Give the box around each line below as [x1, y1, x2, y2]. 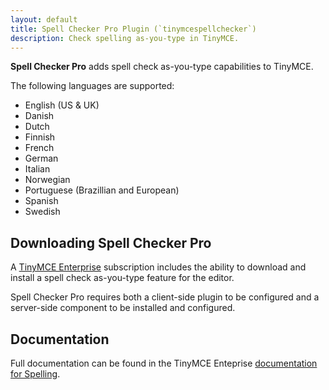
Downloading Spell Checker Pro [10, 234, 212, 251]
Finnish [24, 131, 56, 143]
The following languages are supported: [10, 80, 175, 92]
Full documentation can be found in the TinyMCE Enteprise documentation [10, 357, 318, 369]
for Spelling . [10, 368, 61, 380]
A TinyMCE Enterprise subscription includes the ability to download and [10, 261, 307, 273]
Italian [24, 163, 51, 175]
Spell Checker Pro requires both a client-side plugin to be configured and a [10, 291, 320, 303]
